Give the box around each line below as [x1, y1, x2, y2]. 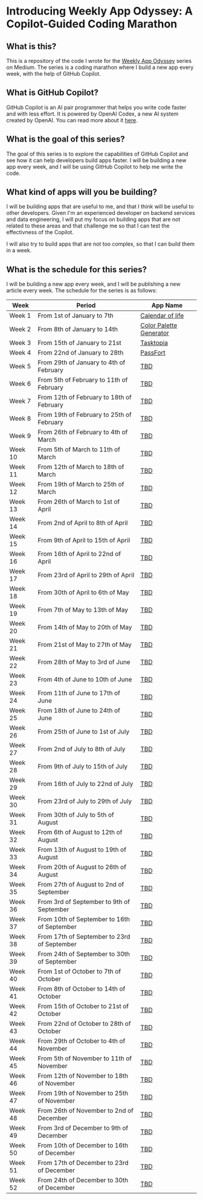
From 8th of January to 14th [37, 325, 118, 333]
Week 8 [9, 415, 31, 423]
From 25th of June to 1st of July [37, 727, 130, 736]
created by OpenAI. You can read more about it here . [6, 116, 138, 123]
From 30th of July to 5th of [37, 811, 115, 819]
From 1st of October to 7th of [37, 967, 121, 975]
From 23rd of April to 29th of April [37, 571, 135, 579]
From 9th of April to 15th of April [37, 536, 130, 545]
